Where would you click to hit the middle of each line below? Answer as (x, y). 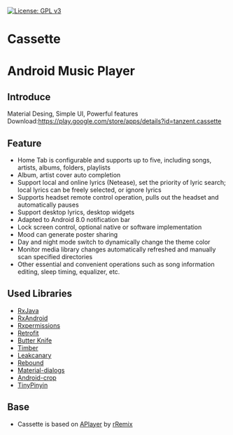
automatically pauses (48, 205)
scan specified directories (55, 257)
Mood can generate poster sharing (68, 234)
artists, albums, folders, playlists (64, 167)
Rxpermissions (39, 325)
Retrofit (28, 333)
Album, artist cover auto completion (69, 175)
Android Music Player (71, 71)
